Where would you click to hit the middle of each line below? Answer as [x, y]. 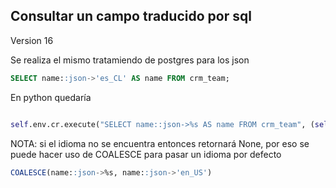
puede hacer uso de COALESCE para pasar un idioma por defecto [146, 154]
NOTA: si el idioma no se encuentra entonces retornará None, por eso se [160, 143]
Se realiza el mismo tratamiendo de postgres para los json [130, 60]
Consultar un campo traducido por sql [131, 16]
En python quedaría [51, 97]
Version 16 [32, 40]
